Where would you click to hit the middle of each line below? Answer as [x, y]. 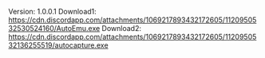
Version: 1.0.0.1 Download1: [53, 12]
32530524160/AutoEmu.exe [54, 28]
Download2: [122, 28]
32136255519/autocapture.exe [59, 45]
